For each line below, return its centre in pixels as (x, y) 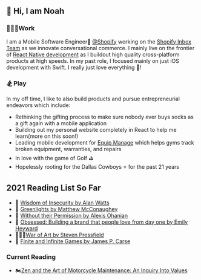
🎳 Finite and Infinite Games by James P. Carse (73, 241)
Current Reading (31, 256)
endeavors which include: (38, 105)
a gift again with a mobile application (61, 123)
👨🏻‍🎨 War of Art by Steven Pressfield (59, 235)
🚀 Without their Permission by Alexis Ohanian (71, 215)
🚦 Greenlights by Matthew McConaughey (66, 209)
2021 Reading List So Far (54, 188)
